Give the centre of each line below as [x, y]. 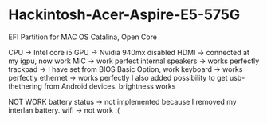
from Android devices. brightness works [110, 86]
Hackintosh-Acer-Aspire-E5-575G [124, 15]
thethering [25, 86]
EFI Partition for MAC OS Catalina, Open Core [83, 37]
